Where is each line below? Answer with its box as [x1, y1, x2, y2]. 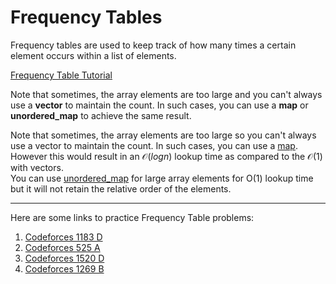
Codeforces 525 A [24, 241, 101, 253]
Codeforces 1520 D [24, 252, 105, 264]
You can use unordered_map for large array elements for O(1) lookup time [10, 172, 314, 184]
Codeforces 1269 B [24, 262, 105, 275]
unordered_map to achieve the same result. [10, 109, 192, 121]
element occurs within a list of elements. [10, 49, 177, 61]
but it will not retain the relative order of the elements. [10, 182, 232, 195]
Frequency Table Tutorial [10, 69, 113, 81]
